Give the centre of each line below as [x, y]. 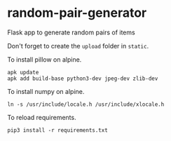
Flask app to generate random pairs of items [71, 32]
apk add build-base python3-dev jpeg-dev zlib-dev [83, 79]
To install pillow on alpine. [45, 59]
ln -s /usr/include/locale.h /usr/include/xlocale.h [86, 104]
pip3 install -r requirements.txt [58, 130]
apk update [23, 72]
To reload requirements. [42, 117]
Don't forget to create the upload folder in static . [78, 46]
